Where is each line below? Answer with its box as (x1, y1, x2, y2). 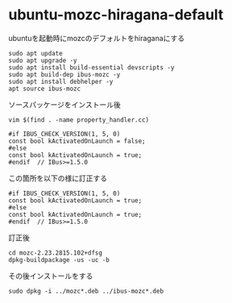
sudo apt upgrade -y (8, 56, 78, 64)
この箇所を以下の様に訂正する (8, 173, 107, 183)
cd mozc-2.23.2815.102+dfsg (8, 248, 103, 257)
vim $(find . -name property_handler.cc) (8, 115, 150, 124)
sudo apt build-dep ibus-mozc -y (8, 70, 121, 78)
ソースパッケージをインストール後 (8, 99, 121, 110)
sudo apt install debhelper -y (8, 77, 114, 85)
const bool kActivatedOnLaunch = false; (8, 137, 147, 145)
